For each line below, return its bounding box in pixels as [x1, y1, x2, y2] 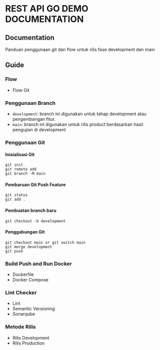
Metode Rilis [5, 324, 36, 331]
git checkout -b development [5, 218, 66, 224]
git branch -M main [5, 171, 46, 176]
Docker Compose [12, 277, 49, 283]
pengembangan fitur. [12, 116, 56, 122]
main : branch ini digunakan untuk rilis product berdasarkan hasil [12, 121, 144, 127]
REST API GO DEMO [5, 3, 89, 14]
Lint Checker [5, 289, 37, 296]
